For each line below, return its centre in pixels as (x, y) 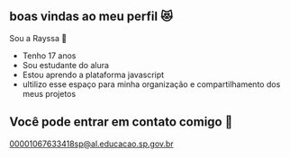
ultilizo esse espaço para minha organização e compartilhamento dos (151, 84)
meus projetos (49, 93)
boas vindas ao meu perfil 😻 (91, 17)
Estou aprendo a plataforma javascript (93, 75)
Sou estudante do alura (66, 65)
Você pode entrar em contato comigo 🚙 (121, 122)
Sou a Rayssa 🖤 (38, 38)
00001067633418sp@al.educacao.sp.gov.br (91, 144)
